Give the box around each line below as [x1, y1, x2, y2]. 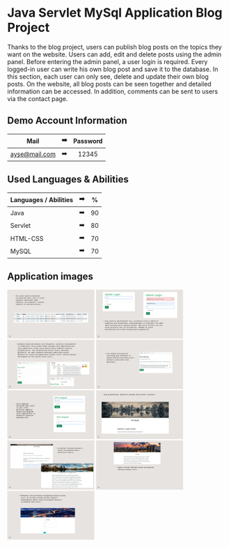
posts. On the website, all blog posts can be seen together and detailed [7, 79, 212, 88]
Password [72, 137, 103, 145]
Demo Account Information [7, 115, 127, 127]
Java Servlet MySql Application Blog [7, 5, 223, 21]
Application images [7, 270, 94, 283]
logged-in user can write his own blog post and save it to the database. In [7, 65, 219, 73]
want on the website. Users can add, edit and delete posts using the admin [7, 50, 222, 59]
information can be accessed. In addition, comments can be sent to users [7, 87, 218, 95]
